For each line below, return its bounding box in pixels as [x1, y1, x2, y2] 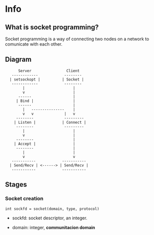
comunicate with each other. [5, 41, 63, 47]
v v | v [22, 111, 76, 116]
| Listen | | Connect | [14, 120, 87, 125]
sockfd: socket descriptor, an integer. [12, 215, 88, 221]
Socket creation [5, 195, 44, 202]
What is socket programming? [5, 23, 99, 31]
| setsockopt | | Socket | [9, 77, 84, 82]
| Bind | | [16, 98, 76, 104]
